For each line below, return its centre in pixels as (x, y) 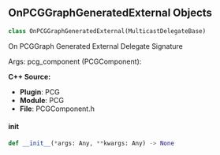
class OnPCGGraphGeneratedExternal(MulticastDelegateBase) (107, 31)
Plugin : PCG (40, 92)
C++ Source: (30, 76)
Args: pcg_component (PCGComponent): (75, 61)
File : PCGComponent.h (57, 109)
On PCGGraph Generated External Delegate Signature (96, 46)
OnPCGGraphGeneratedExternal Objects (110, 13)
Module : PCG (42, 100)
